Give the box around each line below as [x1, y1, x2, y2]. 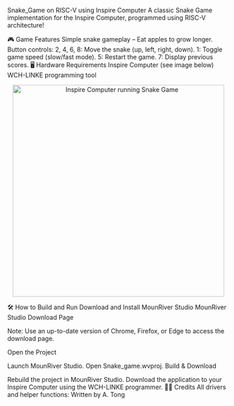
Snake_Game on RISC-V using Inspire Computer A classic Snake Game [7, 6, 213, 14]
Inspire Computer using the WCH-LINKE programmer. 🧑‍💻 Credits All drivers [7, 383, 227, 391]
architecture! [7, 21, 44, 29]
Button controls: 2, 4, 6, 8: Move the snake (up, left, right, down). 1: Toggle [7, 45, 223, 54]
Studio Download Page [7, 314, 74, 321]
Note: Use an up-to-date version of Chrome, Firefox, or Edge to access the [7, 327, 225, 335]
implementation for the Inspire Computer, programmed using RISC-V [7, 13, 207, 22]
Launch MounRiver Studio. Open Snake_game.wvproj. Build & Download [7, 362, 216, 370]
